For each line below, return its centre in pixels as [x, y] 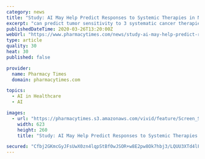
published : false [28, 57]
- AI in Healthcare [37, 96]
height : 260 [32, 130]
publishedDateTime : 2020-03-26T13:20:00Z [60, 29]
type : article [24, 40]
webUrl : [16, 35]
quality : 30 [21, 46]
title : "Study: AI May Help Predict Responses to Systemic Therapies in [101, 18]
